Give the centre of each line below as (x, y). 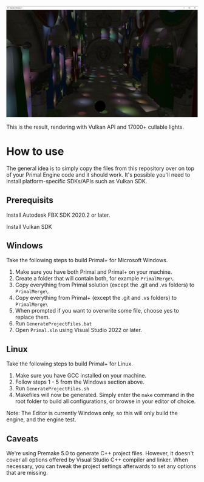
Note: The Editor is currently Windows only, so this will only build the (92, 413)
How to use (35, 151)
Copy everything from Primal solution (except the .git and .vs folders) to (105, 285)
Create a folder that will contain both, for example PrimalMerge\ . (95, 279)
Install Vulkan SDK (29, 226)
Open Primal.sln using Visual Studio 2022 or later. (79, 330)
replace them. (32, 317)
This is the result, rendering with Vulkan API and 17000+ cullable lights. (95, 127)
